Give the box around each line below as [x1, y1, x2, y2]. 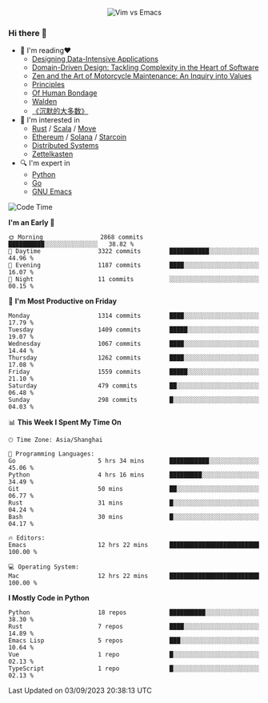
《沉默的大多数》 [31, 106, 89, 116]
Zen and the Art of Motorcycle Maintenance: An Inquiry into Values [31, 71, 252, 81]
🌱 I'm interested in [19, 115, 80, 125]
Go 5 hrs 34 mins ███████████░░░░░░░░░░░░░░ [8, 457, 260, 465]
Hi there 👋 [8, 27, 48, 38]
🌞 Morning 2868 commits [8, 233, 144, 242]
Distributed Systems [31, 141, 99, 151]
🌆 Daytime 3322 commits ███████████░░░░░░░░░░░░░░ [8, 247, 260, 255]
